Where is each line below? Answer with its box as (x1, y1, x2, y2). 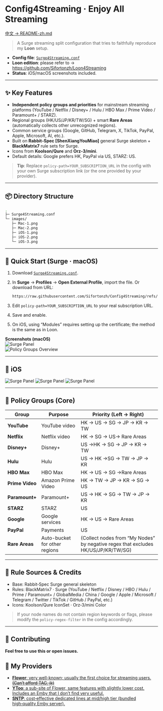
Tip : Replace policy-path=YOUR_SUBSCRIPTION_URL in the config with (16, 163, 151, 169)
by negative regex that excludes (81, 541, 154, 547)
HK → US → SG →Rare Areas (81, 469, 147, 475)
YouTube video (41, 422, 76, 429)
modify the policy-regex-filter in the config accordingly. (16, 616, 133, 622)
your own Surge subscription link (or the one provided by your (16, 168, 142, 173)
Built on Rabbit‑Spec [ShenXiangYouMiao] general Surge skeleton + (12, 137, 151, 144)
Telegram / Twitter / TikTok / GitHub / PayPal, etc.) (12, 596, 113, 603)
